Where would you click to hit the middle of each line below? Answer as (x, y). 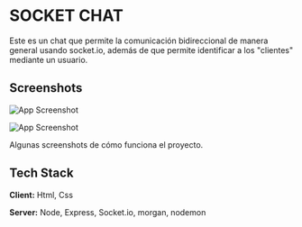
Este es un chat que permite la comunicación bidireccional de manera (139, 41)
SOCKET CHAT (66, 16)
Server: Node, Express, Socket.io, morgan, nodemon (108, 212)
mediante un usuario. (49, 59)
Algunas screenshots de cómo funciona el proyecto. (106, 144)
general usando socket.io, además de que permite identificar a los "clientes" (151, 50)
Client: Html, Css (41, 195)
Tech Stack (41, 173)
